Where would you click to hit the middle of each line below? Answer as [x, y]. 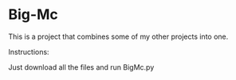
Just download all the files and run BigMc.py [81, 67]
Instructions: [29, 51]
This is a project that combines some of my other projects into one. [118, 36]
